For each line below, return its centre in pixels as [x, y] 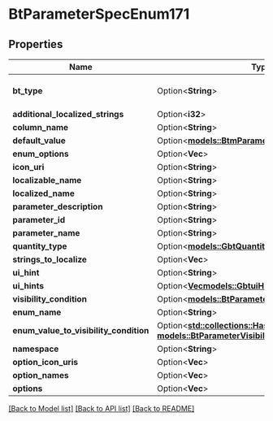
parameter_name [46, 233]
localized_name [43, 193]
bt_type [28, 91]
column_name [41, 127]
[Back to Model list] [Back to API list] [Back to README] [102, 408]
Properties [36, 44]
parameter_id [39, 220]
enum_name [37, 312]
